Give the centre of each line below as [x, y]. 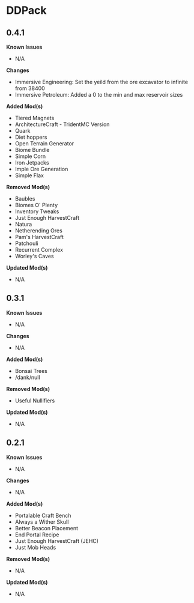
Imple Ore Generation [41, 169]
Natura [23, 224]
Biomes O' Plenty [36, 205]
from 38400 [30, 88]
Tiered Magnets [35, 118]
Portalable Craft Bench [43, 515]
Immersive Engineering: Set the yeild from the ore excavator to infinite [101, 82]
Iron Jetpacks [32, 162]
